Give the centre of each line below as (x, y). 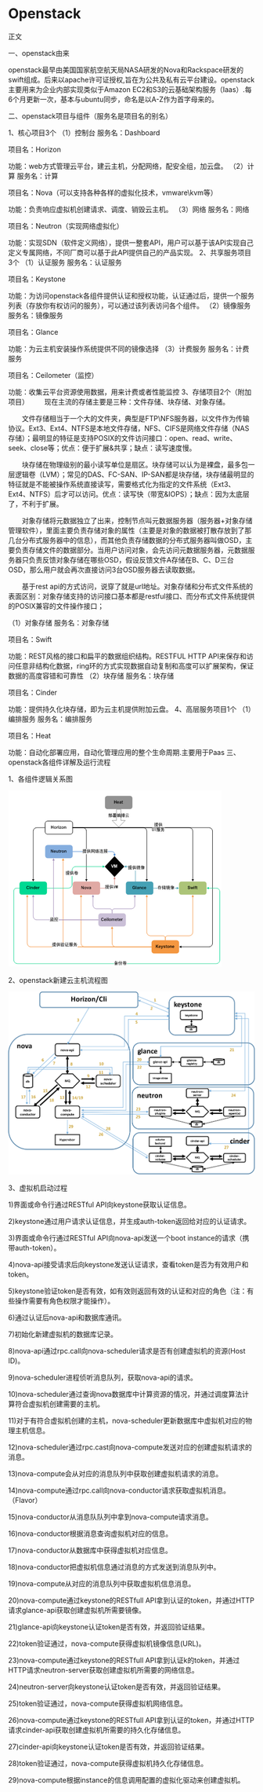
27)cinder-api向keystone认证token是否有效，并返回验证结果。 (108, 1746)
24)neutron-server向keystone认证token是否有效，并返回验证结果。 (117, 1687)
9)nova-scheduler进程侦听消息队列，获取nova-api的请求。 (103, 1377)
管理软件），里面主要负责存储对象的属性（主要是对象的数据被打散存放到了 (126, 530)
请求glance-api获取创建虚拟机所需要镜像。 (77, 1610)
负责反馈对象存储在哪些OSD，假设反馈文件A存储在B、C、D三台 (131, 559)
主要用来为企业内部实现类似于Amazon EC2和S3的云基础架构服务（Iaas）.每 (130, 89)
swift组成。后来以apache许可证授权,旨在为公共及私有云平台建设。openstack (131, 79)
